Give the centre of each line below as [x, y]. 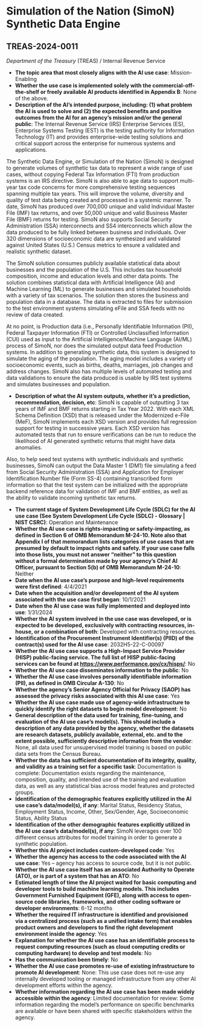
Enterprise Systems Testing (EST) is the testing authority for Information [105, 130]
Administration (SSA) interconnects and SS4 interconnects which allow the [99, 226]
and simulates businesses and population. [58, 384]
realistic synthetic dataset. [39, 251]
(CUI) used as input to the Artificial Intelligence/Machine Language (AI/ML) [99, 339]
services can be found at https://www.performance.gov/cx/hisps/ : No [105, 664]
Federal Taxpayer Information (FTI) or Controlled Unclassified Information [98, 333]
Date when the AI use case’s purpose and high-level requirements [99, 580]
